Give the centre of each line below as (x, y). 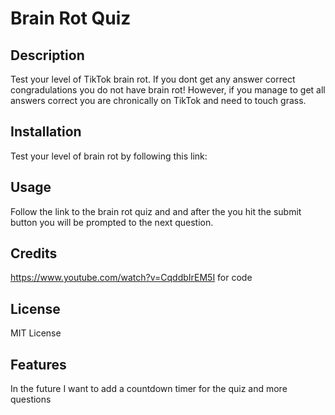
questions (31, 399)
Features (38, 364)
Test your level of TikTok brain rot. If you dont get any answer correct (153, 79)
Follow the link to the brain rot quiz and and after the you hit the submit (156, 211)
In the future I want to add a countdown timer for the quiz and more (149, 389)
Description (47, 55)
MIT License (36, 333)
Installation (46, 132)
